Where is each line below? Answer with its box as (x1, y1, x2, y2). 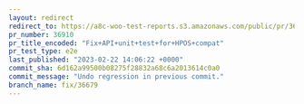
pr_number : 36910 (8, 30, 74, 39)
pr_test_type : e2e (8, 47, 78, 56)
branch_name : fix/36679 (8, 80, 99, 90)
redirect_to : (8, 22, 58, 31)
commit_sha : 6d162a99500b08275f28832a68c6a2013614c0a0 (8, 64, 221, 73)
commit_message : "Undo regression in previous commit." (8, 72, 224, 81)
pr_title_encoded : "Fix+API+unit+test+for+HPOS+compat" (8, 38, 224, 48)
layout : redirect (8, 13, 74, 23)
